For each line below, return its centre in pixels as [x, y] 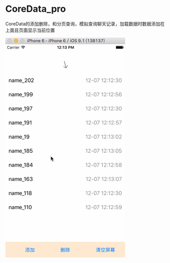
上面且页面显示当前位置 [30, 30]
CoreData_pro [36, 9]
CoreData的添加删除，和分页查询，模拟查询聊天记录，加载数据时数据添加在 [85, 24]
